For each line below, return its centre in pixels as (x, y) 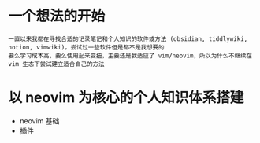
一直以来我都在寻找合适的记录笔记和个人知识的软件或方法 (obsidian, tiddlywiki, (128, 39)
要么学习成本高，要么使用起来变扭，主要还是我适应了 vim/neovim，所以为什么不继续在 (130, 56)
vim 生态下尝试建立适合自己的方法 (56, 64)
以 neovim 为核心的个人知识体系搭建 (126, 98)
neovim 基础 (39, 121)
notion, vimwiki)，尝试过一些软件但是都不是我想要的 (86, 47)
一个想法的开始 (57, 16)
